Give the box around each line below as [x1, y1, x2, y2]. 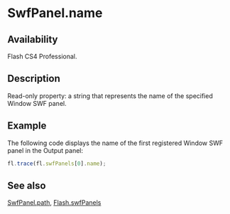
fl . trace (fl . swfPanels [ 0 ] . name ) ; [7, 160, 106, 167]
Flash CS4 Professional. [7, 52, 77, 60]
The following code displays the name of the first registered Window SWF [7, 139, 224, 147]
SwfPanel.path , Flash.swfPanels [7, 198, 102, 207]
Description [7, 73, 60, 85]
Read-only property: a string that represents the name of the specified [7, 91, 213, 100]
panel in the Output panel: [7, 146, 84, 154]
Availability [7, 33, 58, 46]
